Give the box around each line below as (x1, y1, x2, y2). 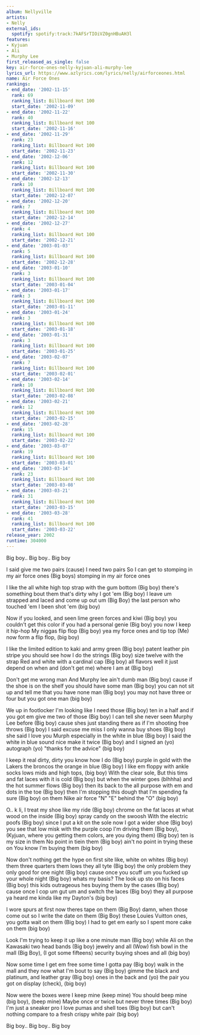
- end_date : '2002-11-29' (6, 131, 70, 138)
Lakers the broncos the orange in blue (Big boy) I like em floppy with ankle (6, 762, 189, 770)
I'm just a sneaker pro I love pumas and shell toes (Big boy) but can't (6, 1004, 175, 1011)
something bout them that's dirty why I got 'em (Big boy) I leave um (6, 590, 172, 597)
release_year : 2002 (6, 532, 55, 538)
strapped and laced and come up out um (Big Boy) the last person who (6, 597, 180, 604)
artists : (6, 14, 28, 20)
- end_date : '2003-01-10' (6, 265, 70, 271)
